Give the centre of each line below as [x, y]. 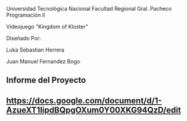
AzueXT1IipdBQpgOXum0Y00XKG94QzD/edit [93, 110]
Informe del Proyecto [46, 80]
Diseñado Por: [24, 38]
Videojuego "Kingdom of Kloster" [47, 27]
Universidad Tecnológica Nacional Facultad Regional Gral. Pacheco [89, 9]
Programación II [26, 15]
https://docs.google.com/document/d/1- [84, 100]
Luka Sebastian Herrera [35, 50]
